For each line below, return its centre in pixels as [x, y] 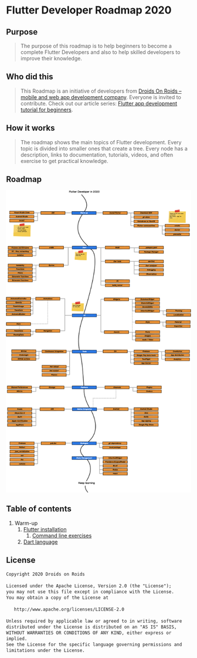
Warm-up [26, 523]
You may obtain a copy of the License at [57, 598]
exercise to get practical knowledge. [64, 161]
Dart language [40, 542]
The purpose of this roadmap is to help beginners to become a [96, 46]
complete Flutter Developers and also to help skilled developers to [100, 52]
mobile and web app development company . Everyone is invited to [101, 97]
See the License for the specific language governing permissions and [94, 645]
